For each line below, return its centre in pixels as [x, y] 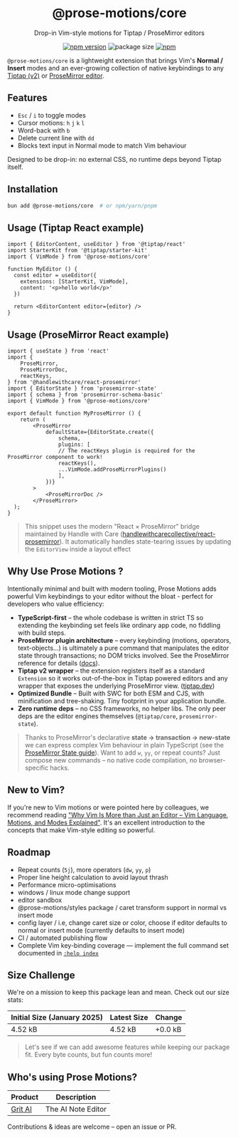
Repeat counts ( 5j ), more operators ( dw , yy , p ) [84, 869]
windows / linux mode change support [74, 892]
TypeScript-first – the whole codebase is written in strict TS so [110, 617]
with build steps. [42, 633]
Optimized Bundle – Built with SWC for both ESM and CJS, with [111, 693]
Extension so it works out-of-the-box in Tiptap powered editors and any [123, 678]
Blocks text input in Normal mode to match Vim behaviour [102, 145]
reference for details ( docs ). [59, 663]
